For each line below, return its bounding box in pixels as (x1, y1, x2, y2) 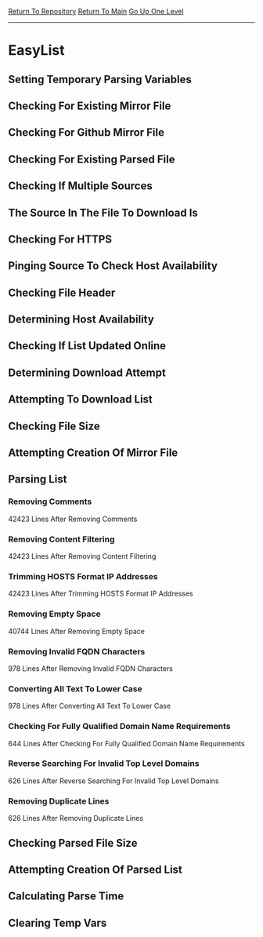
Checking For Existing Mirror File (8, 99, 171, 112)
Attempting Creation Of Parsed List (8, 862, 182, 876)
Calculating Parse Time (8, 890, 124, 903)
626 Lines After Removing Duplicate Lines (8, 814, 143, 823)
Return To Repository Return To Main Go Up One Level (8, 7, 184, 16)
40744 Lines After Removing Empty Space (8, 626, 146, 636)
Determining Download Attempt (8, 366, 166, 379)
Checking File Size (8, 419, 100, 432)
